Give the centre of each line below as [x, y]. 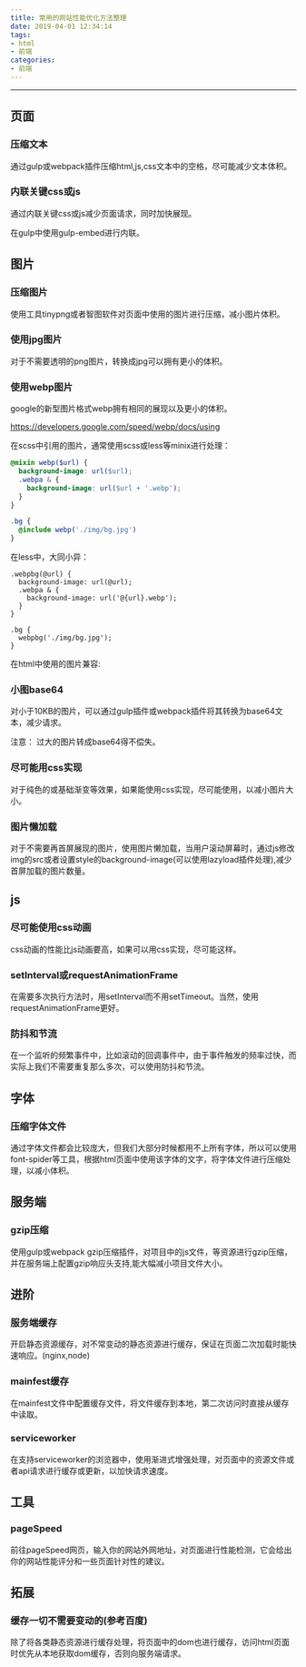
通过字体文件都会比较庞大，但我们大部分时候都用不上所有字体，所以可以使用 [153, 1147]
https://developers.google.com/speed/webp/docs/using [115, 427]
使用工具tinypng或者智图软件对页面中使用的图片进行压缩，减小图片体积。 [148, 314]
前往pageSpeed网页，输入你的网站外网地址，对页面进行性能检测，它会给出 [151, 1550]
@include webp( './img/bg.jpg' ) [78, 530]
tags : [20, 35]
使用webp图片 [42, 387]
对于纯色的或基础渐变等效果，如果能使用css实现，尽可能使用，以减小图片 [148, 789]
